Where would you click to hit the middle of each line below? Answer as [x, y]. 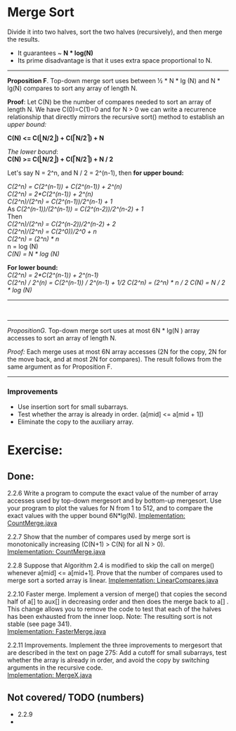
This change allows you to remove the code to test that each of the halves [114, 609]
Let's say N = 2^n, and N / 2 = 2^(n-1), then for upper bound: [96, 173]
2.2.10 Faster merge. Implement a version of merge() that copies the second [117, 594]
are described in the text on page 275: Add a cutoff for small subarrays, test [117, 653]
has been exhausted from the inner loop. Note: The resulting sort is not [110, 617]
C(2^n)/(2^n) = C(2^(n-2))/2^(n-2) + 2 [62, 223]
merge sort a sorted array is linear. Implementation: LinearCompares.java [113, 580]
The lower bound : [33, 152]
